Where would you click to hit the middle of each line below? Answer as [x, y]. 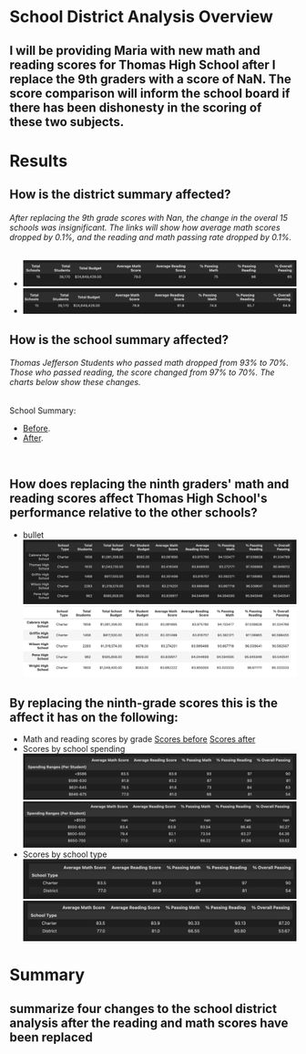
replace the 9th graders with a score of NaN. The [150, 79]
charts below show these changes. [75, 382]
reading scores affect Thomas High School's [138, 499]
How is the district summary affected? [120, 195]
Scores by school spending [74, 749]
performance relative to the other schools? [133, 513]
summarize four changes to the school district [143, 1009]
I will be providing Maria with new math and [135, 51]
